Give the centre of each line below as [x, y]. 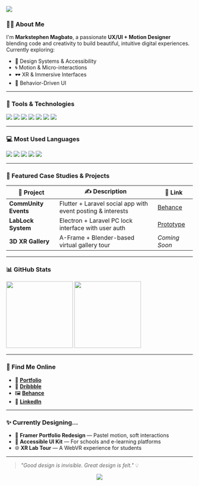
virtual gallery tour [85, 245]
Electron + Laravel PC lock [96, 220]
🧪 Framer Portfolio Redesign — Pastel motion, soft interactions [92, 436]
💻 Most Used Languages [43, 139]
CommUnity [26, 204]
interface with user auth [92, 228]
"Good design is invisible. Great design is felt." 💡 [80, 465]
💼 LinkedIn [28, 401]
